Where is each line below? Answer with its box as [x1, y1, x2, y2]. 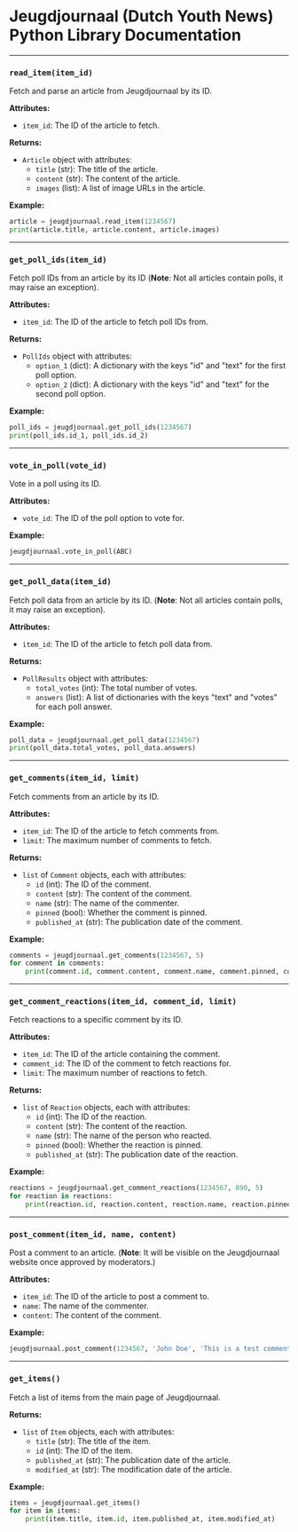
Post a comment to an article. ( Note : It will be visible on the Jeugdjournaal [9, 1247, 280, 1258]
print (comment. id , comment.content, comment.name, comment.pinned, [25, 967, 279, 976]
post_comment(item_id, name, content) [9, 1229, 177, 1240]
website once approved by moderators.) [9, 1257, 156, 1267]
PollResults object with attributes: [21, 673, 148, 683]
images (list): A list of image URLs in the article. [35, 183, 206, 193]
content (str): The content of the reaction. [35, 1121, 188, 1132]
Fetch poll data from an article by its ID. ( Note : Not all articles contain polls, [9, 595, 284, 605]
